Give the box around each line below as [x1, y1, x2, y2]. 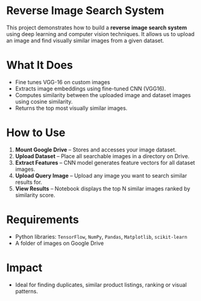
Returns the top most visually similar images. [15, 104, 128, 112]
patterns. [15, 288, 38, 295]
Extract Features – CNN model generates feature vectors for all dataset [15, 159, 196, 166]
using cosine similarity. [15, 98, 73, 105]
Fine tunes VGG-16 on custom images [15, 78, 111, 85]
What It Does [6, 59, 73, 72]
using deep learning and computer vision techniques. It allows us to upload [6, 30, 195, 37]
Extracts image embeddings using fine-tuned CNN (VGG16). [15, 85, 166, 92]
